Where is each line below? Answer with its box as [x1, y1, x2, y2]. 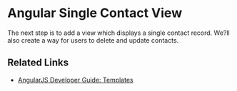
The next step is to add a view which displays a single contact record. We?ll [7, 28, 230, 37]
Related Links [7, 57, 69, 69]
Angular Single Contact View [7, 5, 183, 21]
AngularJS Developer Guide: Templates [17, 75, 133, 84]
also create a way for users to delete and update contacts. [7, 36, 179, 44]
